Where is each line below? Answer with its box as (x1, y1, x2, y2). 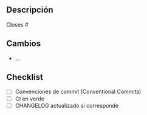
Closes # (6, 21, 29, 28)
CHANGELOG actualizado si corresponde (15, 102, 119, 109)
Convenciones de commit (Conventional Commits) (15, 88, 142, 96)
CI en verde (15, 95, 44, 102)
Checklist (6, 72, 44, 82)
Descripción (6, 5, 53, 15)
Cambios (6, 39, 41, 49)
